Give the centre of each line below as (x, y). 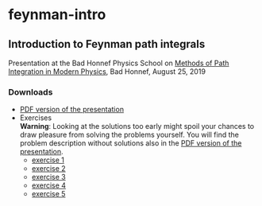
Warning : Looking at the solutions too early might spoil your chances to (137, 126)
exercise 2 (48, 169)
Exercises (36, 118)
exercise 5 (48, 194)
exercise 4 (48, 185)
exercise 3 (48, 177)
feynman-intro (57, 15)
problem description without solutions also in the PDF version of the (131, 143)
